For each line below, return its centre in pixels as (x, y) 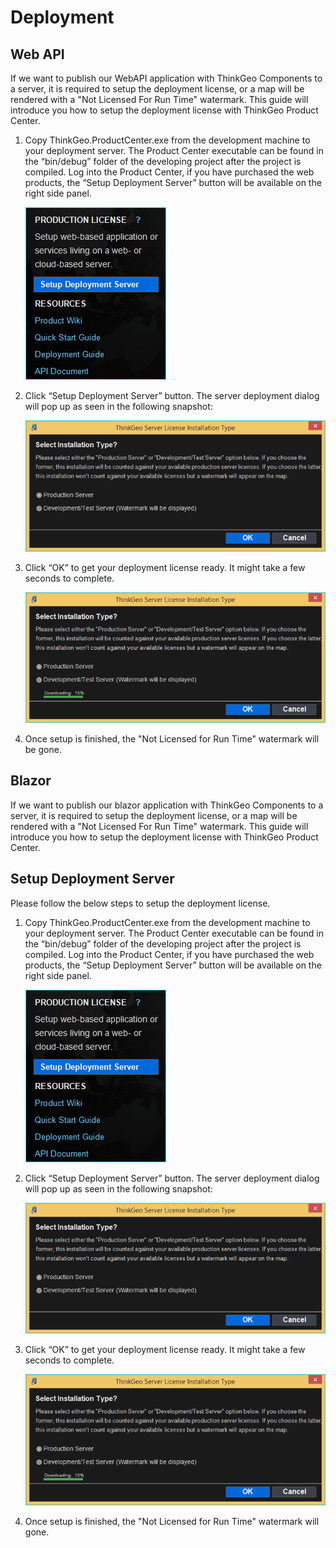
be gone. (43, 750)
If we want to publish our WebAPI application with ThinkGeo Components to (166, 78)
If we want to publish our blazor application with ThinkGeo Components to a (167, 805)
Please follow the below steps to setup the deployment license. (140, 903)
